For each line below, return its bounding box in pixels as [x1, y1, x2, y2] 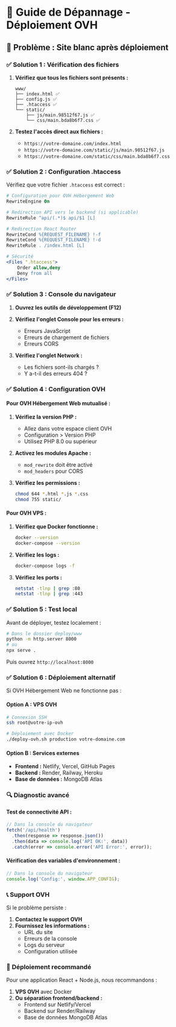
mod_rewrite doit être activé [24, 461, 93, 468]
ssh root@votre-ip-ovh [6, 720, 63, 726]
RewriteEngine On [6, 198, 50, 204]
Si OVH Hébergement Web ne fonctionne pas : [6, 687, 122, 694]
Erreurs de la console [24, 935, 77, 943]
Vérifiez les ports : [14, 574, 62, 581]
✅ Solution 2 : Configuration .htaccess [6, 167, 122, 175]
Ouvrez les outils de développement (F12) [14, 304, 122, 311]
